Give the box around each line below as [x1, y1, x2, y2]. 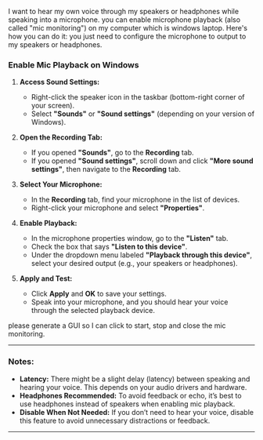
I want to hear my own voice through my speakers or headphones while [8, 7, 240, 16]
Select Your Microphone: [19, 180, 103, 189]
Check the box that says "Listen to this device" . [31, 242, 188, 252]
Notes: [8, 356, 34, 367]
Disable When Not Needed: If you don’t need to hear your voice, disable [19, 407, 254, 416]
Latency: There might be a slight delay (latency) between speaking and [19, 374, 250, 384]
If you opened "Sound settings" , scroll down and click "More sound [31, 156, 254, 165]
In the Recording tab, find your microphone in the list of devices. [31, 195, 240, 205]
